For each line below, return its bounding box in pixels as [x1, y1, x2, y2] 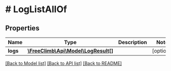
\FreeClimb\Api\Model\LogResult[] [27, 47, 113, 54]
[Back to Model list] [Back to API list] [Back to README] [5, 60, 122, 66]
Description [118, 39, 148, 46]
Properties [5, 24, 40, 32]
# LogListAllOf [5, 4, 67, 15]
